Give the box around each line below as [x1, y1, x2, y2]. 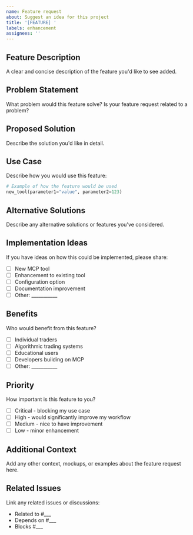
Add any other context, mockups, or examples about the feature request [6, 460, 181, 467]
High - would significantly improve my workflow [14, 414, 131, 421]
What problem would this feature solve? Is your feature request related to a [6, 101, 188, 108]
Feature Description [6, 52, 81, 62]
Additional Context [6, 444, 76, 454]
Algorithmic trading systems [14, 343, 84, 350]
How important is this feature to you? [6, 396, 96, 403]
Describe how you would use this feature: [6, 172, 107, 180]
